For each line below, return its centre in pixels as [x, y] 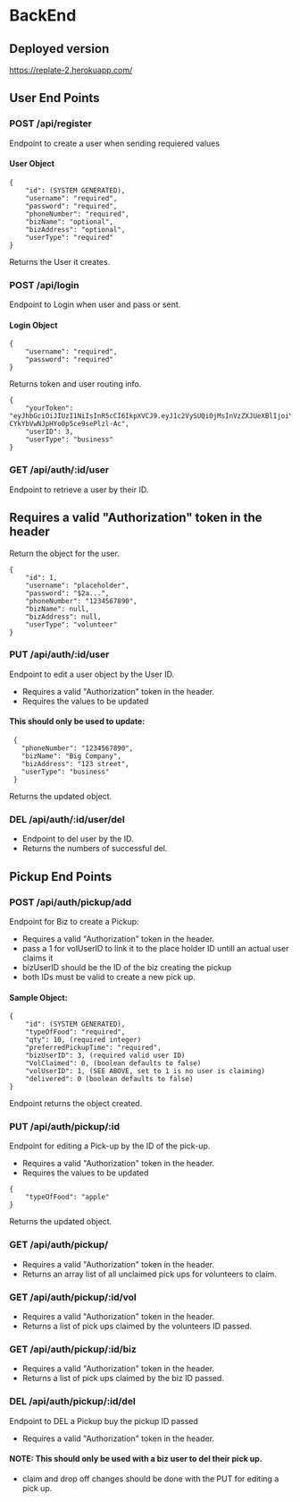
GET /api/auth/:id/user [59, 470]
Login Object [33, 325]
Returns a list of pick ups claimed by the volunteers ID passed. [137, 1327]
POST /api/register [50, 124]
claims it [37, 958]
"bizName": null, [58, 609]
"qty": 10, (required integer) [83, 1040]
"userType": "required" [70, 237]
